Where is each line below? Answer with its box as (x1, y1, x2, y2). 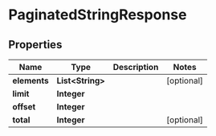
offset (12, 101, 36, 112)
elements (12, 75, 50, 86)
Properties (8, 38, 63, 52)
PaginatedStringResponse (8, 6, 187, 24)
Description (112, 62, 159, 72)
